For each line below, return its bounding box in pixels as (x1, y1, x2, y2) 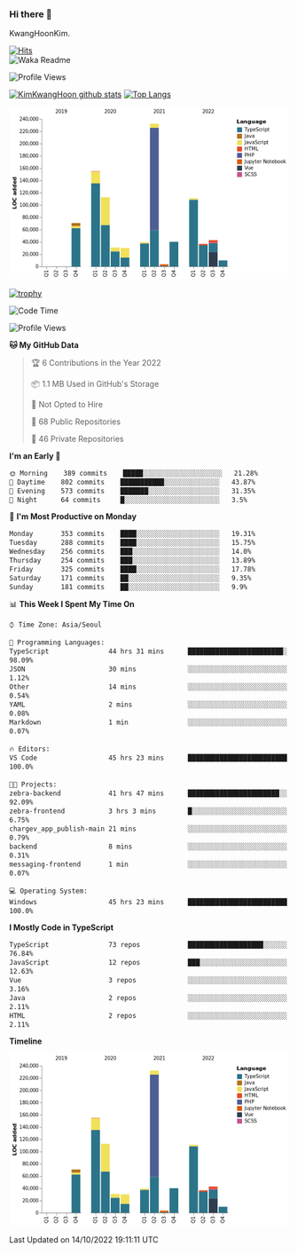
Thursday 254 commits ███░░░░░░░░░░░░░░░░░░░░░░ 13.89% (9, 556, 255, 564)
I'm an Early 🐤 (9, 450, 61, 461)
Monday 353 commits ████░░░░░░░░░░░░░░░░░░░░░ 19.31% (9, 529, 255, 538)
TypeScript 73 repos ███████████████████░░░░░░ (9, 940, 288, 949)
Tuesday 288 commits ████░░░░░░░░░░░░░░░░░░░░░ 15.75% (9, 538, 255, 547)
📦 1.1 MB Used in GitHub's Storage (30, 378, 160, 389)
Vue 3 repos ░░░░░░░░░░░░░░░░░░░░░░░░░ (9, 975, 288, 984)
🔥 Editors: (9, 745, 51, 753)
